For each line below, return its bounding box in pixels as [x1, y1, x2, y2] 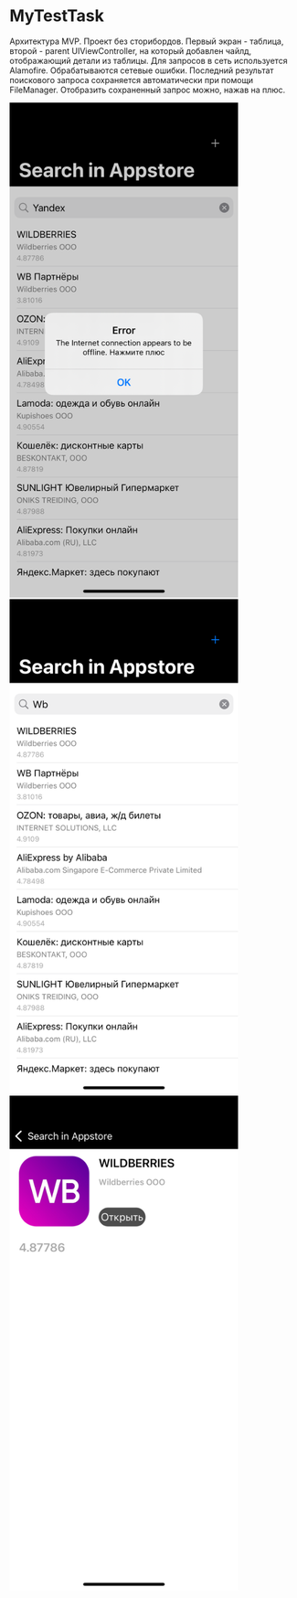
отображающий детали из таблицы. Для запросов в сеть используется [9, 55, 288, 66]
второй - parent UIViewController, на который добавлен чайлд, [9, 45, 252, 56]
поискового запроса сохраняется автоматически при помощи [9, 74, 254, 85]
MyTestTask [9, 5, 105, 27]
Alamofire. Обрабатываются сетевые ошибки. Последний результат [9, 65, 274, 76]
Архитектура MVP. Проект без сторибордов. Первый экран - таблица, [9, 36, 284, 47]
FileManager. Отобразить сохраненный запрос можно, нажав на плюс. [9, 84, 286, 95]
